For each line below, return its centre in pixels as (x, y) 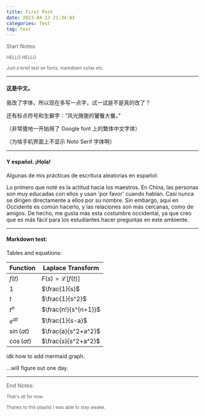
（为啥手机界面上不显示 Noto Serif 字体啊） (61, 142)
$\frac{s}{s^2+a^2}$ (71, 341)
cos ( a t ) (20, 341)
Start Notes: (21, 46)
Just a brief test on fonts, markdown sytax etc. (55, 68)
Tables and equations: (34, 253)
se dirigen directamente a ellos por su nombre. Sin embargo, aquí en (92, 200)
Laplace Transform (71, 268)
